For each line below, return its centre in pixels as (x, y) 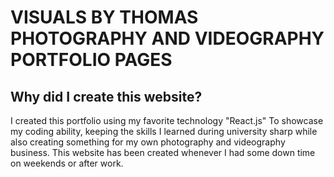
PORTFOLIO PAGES (91, 60)
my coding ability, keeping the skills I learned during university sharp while (164, 131)
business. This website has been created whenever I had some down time (163, 152)
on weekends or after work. (67, 163)
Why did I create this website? (106, 96)
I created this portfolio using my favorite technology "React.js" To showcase (167, 120)
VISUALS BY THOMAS (104, 17)
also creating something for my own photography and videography (148, 142)
